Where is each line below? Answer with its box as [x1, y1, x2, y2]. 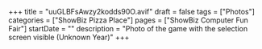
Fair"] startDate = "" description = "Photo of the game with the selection [8, 24, 248, 33]
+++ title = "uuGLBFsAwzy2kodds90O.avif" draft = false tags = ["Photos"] [8, 7, 256, 16]
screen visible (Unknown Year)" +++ [8, 32, 130, 42]
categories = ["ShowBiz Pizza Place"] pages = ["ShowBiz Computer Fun [8, 15, 248, 25]
